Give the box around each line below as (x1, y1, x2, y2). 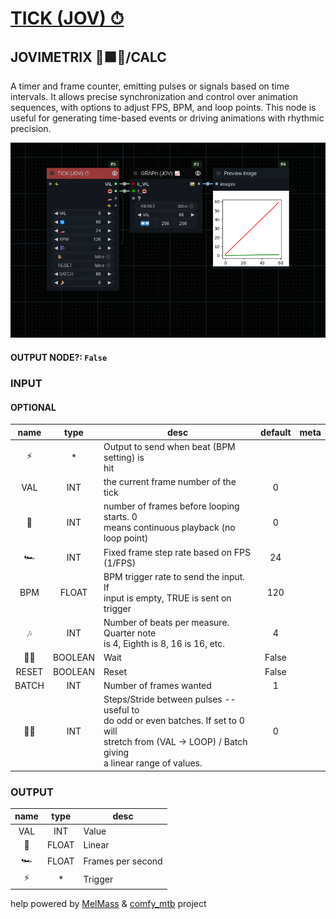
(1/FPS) (103, 557, 137, 569)
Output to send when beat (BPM (103, 440, 236, 452)
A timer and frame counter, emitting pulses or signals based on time (10, 80, 290, 92)
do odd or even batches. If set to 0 (103, 715, 245, 727)
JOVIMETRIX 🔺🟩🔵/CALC (10, 48, 167, 66)
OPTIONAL (10, 401, 57, 413)
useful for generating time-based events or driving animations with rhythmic (10, 112, 325, 124)
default (260, 426, 292, 438)
